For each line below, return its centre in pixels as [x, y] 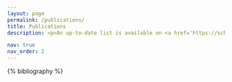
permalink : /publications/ [46, 20]
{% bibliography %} [35, 71]
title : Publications [37, 26]
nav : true [21, 45]
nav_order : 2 [26, 52]
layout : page [26, 13]
